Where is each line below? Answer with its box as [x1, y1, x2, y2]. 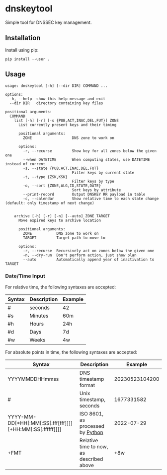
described [79, 455, 103, 462]
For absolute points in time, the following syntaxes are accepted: [5, 349, 138, 355]
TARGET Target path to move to [23, 235, 106, 240]
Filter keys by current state [72, 170, 135, 175]
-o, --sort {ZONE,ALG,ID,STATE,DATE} [23, 183, 101, 188]
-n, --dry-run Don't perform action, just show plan [23, 253, 137, 258]
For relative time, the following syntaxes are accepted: [5, 284, 116, 290]
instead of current [5, 161, 46, 166]
